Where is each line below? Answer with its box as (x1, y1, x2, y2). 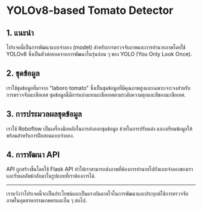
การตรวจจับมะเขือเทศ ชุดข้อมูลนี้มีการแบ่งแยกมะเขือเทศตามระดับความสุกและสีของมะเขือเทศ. (6, 91, 186, 98)
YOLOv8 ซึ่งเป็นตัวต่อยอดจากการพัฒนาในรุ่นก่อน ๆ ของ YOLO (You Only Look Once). (6, 51, 192, 57)
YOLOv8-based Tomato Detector (6, 4, 174, 17)
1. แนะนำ (6, 28, 34, 38)
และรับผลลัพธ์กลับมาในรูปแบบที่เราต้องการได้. (6, 173, 96, 180)
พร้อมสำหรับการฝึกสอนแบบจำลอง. (6, 132, 75, 139)
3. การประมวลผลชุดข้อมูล (6, 109, 82, 119)
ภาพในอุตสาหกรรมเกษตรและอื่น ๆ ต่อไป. (6, 197, 87, 204)
